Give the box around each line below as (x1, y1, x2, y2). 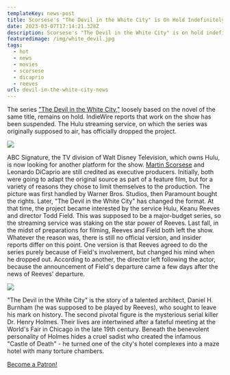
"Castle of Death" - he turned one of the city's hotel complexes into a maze (7, 340, 220, 348)
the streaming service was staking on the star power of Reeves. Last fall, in (7, 219, 219, 227)
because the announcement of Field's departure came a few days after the (7, 263, 218, 271)
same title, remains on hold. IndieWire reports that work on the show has (7, 112, 212, 121)
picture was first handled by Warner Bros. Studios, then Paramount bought (7, 190, 218, 198)
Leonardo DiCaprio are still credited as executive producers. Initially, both (7, 168, 214, 176)
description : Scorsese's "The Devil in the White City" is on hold (7, 29, 204, 36)
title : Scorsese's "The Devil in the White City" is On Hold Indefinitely (7, 16, 225, 23)
